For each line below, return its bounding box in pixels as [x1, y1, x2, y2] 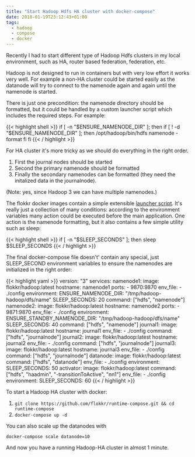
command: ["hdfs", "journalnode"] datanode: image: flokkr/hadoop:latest [6, 352, 181, 359]
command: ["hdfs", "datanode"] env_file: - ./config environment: [6, 359, 160, 365]
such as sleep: [6, 225, 41, 231]
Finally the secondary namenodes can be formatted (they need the [14, 171, 176, 178]
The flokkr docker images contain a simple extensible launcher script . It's [6, 200, 183, 207]
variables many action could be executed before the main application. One [6, 212, 185, 219]
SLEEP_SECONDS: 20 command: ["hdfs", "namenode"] [52, 296, 185, 303]
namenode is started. [6, 88, 57, 95]
